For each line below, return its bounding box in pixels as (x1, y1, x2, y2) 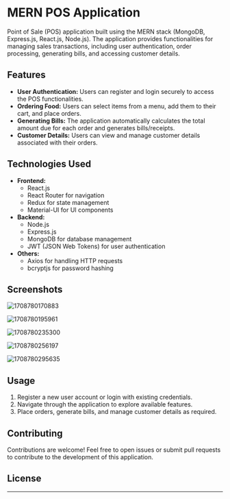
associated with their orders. (16, 138, 98, 147)
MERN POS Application (7, 5, 140, 21)
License (7, 473, 42, 485)
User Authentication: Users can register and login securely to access (16, 87, 214, 95)
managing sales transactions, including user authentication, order (7, 42, 192, 50)
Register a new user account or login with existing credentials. (16, 393, 193, 402)
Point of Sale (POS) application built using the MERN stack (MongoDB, (7, 27, 205, 36)
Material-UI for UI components (27, 206, 114, 214)
